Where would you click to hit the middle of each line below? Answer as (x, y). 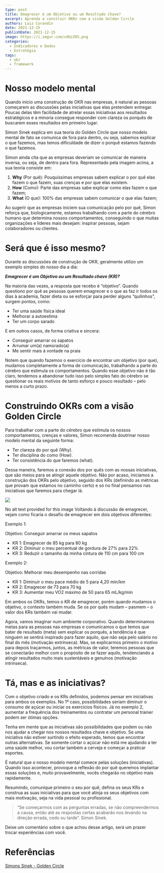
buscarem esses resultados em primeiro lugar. (52, 123)
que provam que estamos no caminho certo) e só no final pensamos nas (78, 485)
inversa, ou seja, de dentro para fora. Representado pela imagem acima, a (79, 163)
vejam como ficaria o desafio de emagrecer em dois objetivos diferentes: (79, 514)
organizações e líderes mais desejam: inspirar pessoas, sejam (67, 223)
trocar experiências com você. (36, 832)
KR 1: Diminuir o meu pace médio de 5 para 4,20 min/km (69, 582)
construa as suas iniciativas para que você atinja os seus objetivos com (77, 792)
